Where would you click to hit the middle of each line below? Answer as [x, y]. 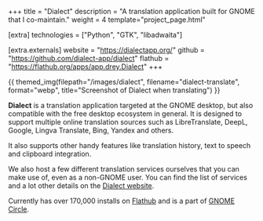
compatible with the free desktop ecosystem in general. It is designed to [125, 114]
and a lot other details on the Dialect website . [81, 186]
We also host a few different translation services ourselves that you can [124, 169]
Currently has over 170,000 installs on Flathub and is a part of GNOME [122, 201]
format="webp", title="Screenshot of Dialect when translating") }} [114, 90]
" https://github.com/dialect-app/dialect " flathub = [89, 58]
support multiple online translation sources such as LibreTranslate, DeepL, [128, 122]
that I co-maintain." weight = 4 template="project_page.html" [107, 20]
